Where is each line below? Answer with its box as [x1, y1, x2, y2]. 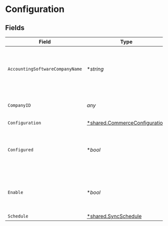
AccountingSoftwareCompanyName [7, 66, 82, 72]
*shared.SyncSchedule [86, 213, 142, 219]
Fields [5, 24, 25, 32]
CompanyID [7, 103, 31, 108]
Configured [7, 147, 33, 152]
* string [86, 66, 104, 72]
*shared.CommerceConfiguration [86, 119, 166, 126]
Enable [7, 189, 23, 195]
